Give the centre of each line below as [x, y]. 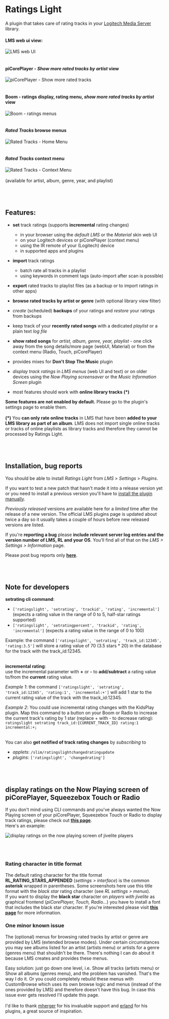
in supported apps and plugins [52, 251]
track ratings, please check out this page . [49, 821]
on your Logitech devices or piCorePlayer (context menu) [80, 240]
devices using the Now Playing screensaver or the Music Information [84, 377]
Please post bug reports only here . [41, 555]
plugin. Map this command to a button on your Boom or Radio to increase [81, 713]
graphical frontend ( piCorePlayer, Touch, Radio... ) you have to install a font [83, 902]
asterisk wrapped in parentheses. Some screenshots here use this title [79, 886]
